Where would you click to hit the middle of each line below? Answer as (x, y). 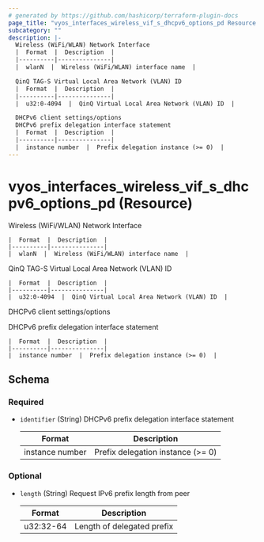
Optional (25, 476)
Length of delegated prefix (124, 526)
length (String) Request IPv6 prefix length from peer (105, 493)
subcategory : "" (35, 30)
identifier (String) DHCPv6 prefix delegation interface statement (127, 419)
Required (26, 402)
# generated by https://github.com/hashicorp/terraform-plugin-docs (123, 15)
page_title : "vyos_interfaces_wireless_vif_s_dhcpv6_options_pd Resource (132, 23)
